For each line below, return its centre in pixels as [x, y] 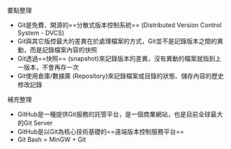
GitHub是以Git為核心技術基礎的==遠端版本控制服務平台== [100, 132]
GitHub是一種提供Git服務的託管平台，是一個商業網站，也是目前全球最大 [120, 114]
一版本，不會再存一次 [48, 67]
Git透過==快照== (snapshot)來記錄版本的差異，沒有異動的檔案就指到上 [119, 58]
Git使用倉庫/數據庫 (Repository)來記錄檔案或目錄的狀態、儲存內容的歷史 [121, 76]
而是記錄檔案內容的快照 [64, 50]
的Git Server [35, 123]
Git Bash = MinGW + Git [52, 139]
